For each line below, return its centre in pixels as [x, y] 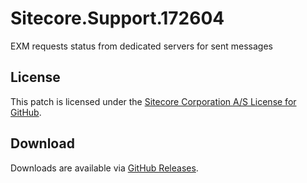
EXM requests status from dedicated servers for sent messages [141, 46]
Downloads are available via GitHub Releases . [104, 168]
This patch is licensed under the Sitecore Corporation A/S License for [153, 101]
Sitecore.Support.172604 [117, 18]
